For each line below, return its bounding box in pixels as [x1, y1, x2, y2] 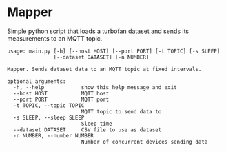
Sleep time [81, 120, 112, 127]
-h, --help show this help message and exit [13, 84, 177, 91]
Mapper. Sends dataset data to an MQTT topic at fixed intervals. [7, 66, 202, 73]
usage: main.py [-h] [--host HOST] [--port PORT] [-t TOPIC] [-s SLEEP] [7, 48, 220, 55]
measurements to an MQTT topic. [7, 34, 103, 42]
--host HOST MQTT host [13, 90, 110, 97]
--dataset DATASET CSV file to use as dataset [13, 126, 162, 133]
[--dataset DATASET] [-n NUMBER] [53, 53, 150, 61]
